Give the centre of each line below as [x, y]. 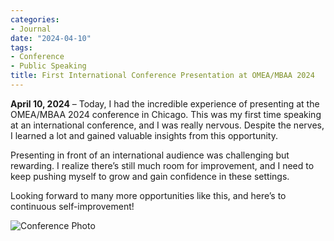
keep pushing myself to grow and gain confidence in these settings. [150, 176]
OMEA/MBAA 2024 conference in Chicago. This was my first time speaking [166, 114]
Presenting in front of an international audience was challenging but [150, 155]
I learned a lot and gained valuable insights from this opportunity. [144, 135]
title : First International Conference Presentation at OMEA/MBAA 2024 [162, 76]
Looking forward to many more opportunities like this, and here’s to [148, 195]
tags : [21, 47]
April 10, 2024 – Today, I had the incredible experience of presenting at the [165, 103]
